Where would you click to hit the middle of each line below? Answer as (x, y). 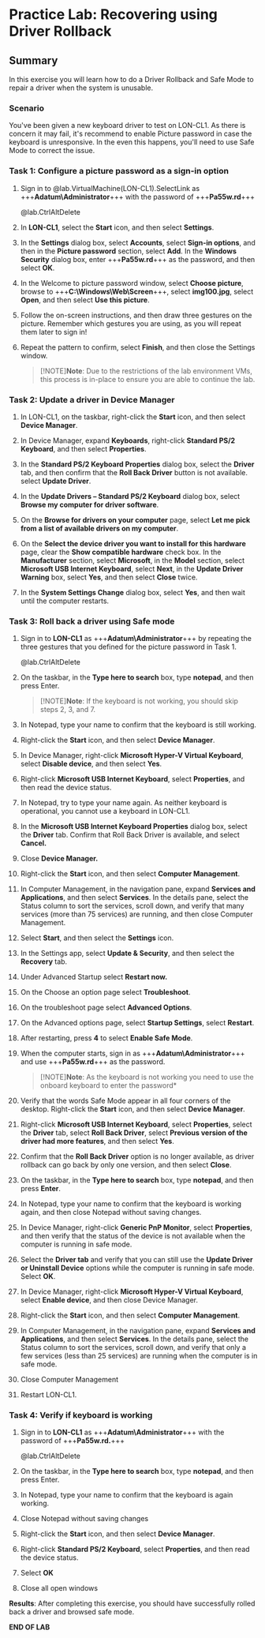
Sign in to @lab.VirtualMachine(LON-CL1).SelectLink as (110, 188)
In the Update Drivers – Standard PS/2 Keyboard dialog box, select (130, 496)
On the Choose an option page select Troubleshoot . (106, 992)
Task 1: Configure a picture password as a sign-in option (119, 171)
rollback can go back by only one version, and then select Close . (126, 1165)
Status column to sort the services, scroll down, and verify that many (132, 906)
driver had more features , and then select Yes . (97, 1141)
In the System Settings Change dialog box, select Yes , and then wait (132, 592)
